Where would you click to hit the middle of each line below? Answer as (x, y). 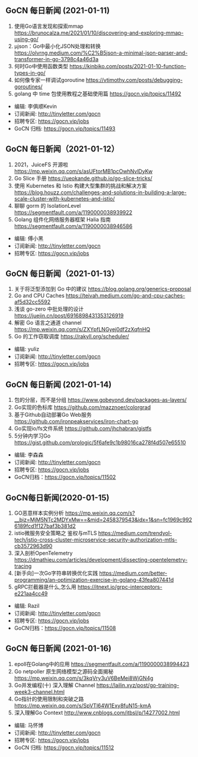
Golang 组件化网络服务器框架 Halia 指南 (62, 219)
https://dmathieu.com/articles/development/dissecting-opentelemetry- (101, 560)
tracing (23, 566)
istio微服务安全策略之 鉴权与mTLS (55, 533)
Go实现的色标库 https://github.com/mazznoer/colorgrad (82, 407)
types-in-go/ (30, 72)
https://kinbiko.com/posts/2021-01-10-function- (128, 66)
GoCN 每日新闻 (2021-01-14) (59, 384)
